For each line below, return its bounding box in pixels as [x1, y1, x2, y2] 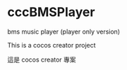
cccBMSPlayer [7, 4, 95, 20]
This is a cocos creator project [7, 41, 97, 49]
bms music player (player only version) [7, 27, 121, 36]
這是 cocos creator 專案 [7, 55, 76, 64]
